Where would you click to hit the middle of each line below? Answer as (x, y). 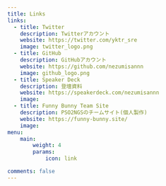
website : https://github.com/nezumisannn (82, 66)
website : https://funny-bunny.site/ (74, 119)
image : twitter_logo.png (57, 47)
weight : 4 (47, 146)
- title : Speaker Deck (47, 80)
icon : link (61, 159)
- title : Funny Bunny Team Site (61, 106)
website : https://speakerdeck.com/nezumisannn (90, 93)
